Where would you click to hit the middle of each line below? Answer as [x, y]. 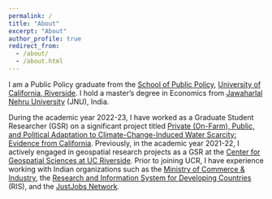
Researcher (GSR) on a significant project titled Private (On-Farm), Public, [132, 126]
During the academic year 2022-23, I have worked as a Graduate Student [131, 117]
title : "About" [34, 24]
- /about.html [39, 62]
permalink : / [30, 16]
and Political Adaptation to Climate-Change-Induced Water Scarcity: [123, 134]
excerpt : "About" [38, 31]
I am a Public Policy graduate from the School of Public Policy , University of [135, 84]
